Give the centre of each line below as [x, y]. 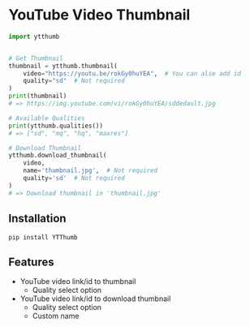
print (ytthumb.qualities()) [56, 126]
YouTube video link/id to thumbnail [78, 282]
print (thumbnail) [38, 96]
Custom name [56, 316]
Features [31, 262]
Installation [37, 219]
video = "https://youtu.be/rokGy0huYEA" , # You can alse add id [132, 73]
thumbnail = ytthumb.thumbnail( [63, 66]
